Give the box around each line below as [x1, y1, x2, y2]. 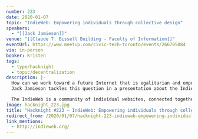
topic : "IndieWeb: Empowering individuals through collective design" [6, 20, 183, 25]
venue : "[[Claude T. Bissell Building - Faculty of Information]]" [6, 36, 176, 42]
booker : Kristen [6, 53, 46, 59]
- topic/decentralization [11, 69, 75, 75]
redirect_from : [6, 113, 44, 119]
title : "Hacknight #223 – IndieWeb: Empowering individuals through [6, 107, 178, 113]
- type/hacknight [11, 63, 54, 70]
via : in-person [6, 47, 44, 53]
